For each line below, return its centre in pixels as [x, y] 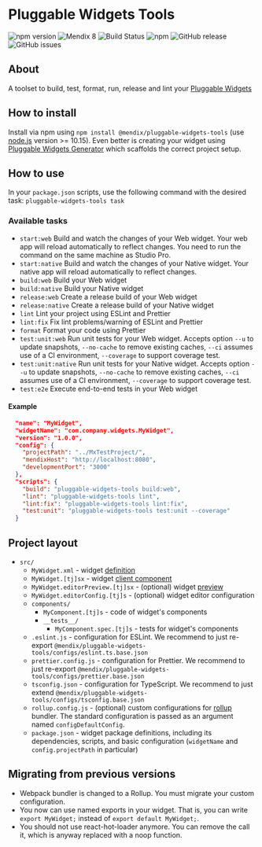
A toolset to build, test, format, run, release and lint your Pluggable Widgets [130, 88]
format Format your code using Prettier [83, 330]
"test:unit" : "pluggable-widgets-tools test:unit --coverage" [126, 511]
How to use [36, 173]
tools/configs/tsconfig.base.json [88, 700]
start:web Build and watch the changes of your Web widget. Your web [133, 238]
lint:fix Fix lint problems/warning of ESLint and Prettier [111, 322]
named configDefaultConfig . [78, 724]
